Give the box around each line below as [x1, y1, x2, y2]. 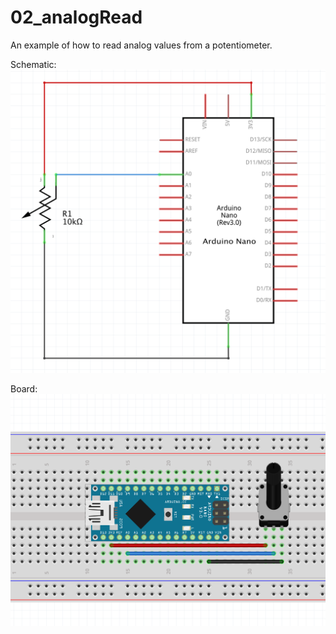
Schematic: [10, 58, 57, 70]
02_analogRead [10, 6, 143, 29]
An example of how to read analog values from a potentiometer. [10, 39, 273, 51]
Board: [10, 383, 38, 395]
